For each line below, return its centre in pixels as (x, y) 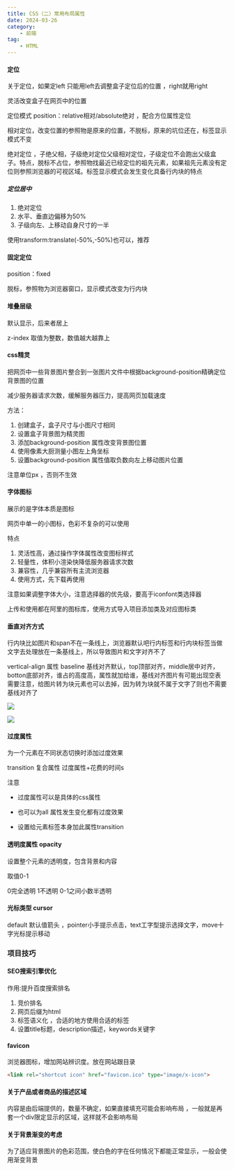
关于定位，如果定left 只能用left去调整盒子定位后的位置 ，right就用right (108, 86)
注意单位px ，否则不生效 (42, 474)
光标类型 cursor (30, 908)
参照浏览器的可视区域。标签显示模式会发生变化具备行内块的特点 (111, 172)
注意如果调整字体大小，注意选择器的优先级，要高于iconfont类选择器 (104, 594)
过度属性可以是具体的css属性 (59, 797)
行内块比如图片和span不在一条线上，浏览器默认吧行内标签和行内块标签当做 (115, 643)
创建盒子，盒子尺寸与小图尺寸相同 (66, 425)
